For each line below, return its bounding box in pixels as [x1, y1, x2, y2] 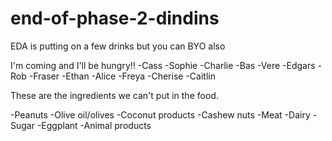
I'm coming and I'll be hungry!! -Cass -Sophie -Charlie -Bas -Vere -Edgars [10, 59, 316, 71]
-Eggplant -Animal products [36, 119, 152, 131]
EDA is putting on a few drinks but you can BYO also [10, 40, 226, 52]
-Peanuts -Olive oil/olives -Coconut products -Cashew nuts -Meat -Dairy [10, 108, 311, 121]
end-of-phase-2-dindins [10, 7, 220, 30]
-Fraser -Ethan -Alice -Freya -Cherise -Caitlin [28, 70, 216, 82]
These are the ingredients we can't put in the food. [10, 89, 219, 101]
